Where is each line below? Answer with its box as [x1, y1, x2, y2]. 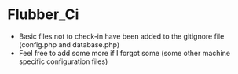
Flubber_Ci [7, 6, 79, 24]
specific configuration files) [18, 57, 108, 66]
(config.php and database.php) [18, 39, 120, 49]
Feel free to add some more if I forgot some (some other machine [18, 48, 231, 57]
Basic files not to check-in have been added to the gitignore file [18, 31, 225, 41]
